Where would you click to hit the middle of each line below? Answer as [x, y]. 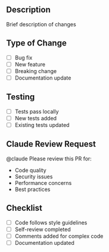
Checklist [24, 208]
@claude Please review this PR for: [49, 159]
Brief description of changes [41, 24]
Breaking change [36, 71]
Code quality [30, 170]
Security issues [34, 177]
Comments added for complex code [59, 236]
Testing [21, 97]
